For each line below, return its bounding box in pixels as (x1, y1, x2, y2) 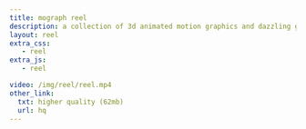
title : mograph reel (9, 13, 88, 23)
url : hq (17, 105, 47, 114)
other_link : (9, 88, 55, 98)
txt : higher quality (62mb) (17, 97, 125, 106)
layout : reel (9, 30, 59, 39)
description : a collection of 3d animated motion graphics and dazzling (9, 22, 291, 31)
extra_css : (9, 38, 51, 48)
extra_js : (9, 55, 47, 64)
